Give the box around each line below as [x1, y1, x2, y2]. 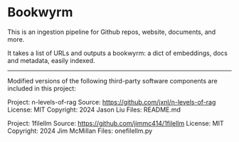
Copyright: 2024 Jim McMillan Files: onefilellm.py [7, 126, 153, 135]
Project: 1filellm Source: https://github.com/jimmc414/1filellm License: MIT [7, 119, 224, 127]
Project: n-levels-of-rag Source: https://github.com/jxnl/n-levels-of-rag [7, 97, 216, 106]
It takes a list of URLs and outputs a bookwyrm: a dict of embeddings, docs [7, 49, 228, 57]
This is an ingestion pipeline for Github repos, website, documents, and [7, 28, 216, 36]
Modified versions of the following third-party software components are [7, 76, 218, 85]
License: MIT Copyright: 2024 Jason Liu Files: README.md [7, 105, 181, 114]
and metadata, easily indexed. [7, 56, 95, 64]
